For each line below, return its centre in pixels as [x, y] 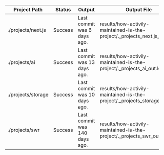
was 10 [86, 95]
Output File [139, 10]
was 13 [86, 62]
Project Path [28, 10]
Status [63, 10]
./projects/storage [28, 95]
